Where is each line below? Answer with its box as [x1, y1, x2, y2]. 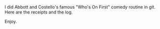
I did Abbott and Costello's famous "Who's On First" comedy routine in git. [4, 4, 156, 10]
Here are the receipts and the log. [4, 9, 73, 15]
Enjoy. [4, 19, 17, 24]
